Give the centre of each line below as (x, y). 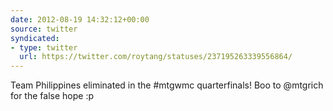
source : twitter (44, 29)
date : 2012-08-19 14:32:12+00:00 (80, 19)
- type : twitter (44, 47)
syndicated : (35, 38)
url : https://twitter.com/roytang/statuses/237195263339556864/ (156, 57)
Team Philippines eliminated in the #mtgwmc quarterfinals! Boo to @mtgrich (167, 85)
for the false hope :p (52, 96)
